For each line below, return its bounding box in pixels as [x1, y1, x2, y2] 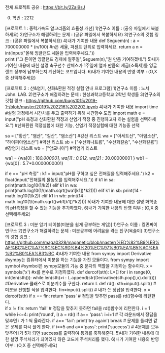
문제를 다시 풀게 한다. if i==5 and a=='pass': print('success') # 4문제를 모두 [10, 324, 159, 330]
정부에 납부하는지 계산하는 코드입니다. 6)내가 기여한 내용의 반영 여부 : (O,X [14, 69, 158, 74]
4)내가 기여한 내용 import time [99, 104, 159, 110]
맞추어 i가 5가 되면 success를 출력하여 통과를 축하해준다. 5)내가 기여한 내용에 [5, 330, 154, 336]
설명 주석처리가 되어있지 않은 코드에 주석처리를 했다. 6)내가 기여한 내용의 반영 [10, 336, 159, 342]
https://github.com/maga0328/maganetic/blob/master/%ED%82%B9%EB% [5, 239, 160, 245]
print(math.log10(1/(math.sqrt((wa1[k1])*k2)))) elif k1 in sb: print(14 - [5, 187, 142, 193]
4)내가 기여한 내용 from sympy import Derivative [55, 251, 152, 256]
